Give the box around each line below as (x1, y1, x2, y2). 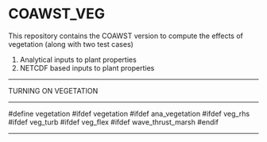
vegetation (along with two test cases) (8, 39, 133, 48)
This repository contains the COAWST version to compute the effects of (8, 31, 244, 40)
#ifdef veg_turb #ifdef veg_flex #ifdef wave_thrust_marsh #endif (8, 117, 219, 127)
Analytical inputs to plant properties (19, 55, 137, 64)
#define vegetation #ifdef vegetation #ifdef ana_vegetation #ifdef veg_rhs (8, 109, 250, 118)
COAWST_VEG (8, 5, 106, 23)
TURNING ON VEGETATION (8, 86, 99, 95)
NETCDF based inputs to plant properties (19, 63, 155, 72)
